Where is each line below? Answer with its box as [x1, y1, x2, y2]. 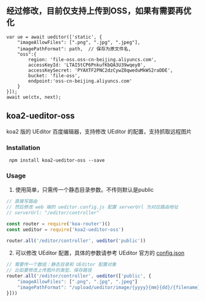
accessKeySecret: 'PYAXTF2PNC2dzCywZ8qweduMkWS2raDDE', [28, 67, 173, 74]
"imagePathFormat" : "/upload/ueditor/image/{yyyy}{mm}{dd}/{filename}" [17, 284, 203, 290]
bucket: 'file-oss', [28, 72, 81, 78]
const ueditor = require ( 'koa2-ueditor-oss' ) [6, 226, 124, 233]
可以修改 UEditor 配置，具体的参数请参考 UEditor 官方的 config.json [15, 249, 185, 257]
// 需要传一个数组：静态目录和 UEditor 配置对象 [6, 262, 117, 268]
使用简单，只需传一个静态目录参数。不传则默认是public [15, 186, 154, 194]
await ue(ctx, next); [6, 94, 62, 100]
